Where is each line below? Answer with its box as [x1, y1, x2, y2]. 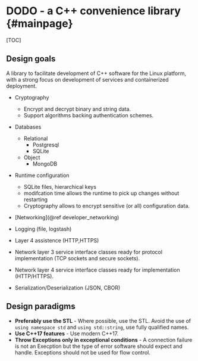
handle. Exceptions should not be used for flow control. [14, 348, 150, 356]
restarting [23, 195, 48, 203]
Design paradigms [6, 301, 76, 312]
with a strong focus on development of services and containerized [6, 76, 169, 83]
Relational [23, 135, 48, 142]
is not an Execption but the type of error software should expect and [14, 343, 183, 350]
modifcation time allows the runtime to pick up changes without [23, 189, 180, 197]
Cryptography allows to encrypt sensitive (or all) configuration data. [23, 202, 190, 209]
